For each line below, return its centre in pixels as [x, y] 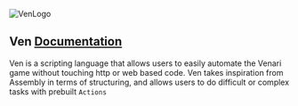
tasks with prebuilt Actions [58, 91]
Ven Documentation [66, 41]
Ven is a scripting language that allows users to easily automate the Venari [145, 63]
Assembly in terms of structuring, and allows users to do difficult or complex [149, 82]
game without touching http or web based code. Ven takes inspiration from [146, 72]
